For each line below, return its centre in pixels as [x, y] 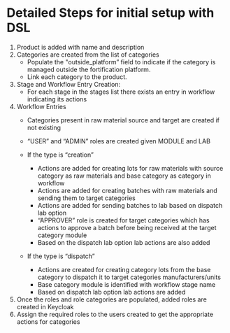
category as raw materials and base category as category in [124, 176]
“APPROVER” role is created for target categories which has [124, 220]
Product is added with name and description [80, 47]
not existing [44, 127]
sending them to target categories [86, 198]
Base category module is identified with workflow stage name [127, 284]
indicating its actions [57, 99]
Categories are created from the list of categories [88, 55]
